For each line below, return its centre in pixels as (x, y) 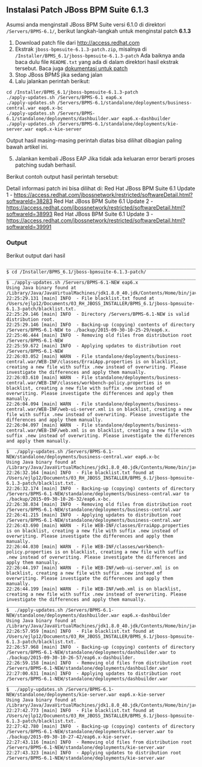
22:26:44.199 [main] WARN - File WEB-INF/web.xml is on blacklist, (94, 589)
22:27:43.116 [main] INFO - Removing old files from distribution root (99, 742)
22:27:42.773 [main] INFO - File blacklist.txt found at (80, 711)
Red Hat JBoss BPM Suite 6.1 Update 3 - (103, 214)
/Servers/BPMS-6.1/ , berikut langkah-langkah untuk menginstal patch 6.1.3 (99, 31)
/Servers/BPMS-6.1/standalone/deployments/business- (125, 103)
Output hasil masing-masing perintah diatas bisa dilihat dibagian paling (94, 140)
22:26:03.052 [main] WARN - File (50, 357)
